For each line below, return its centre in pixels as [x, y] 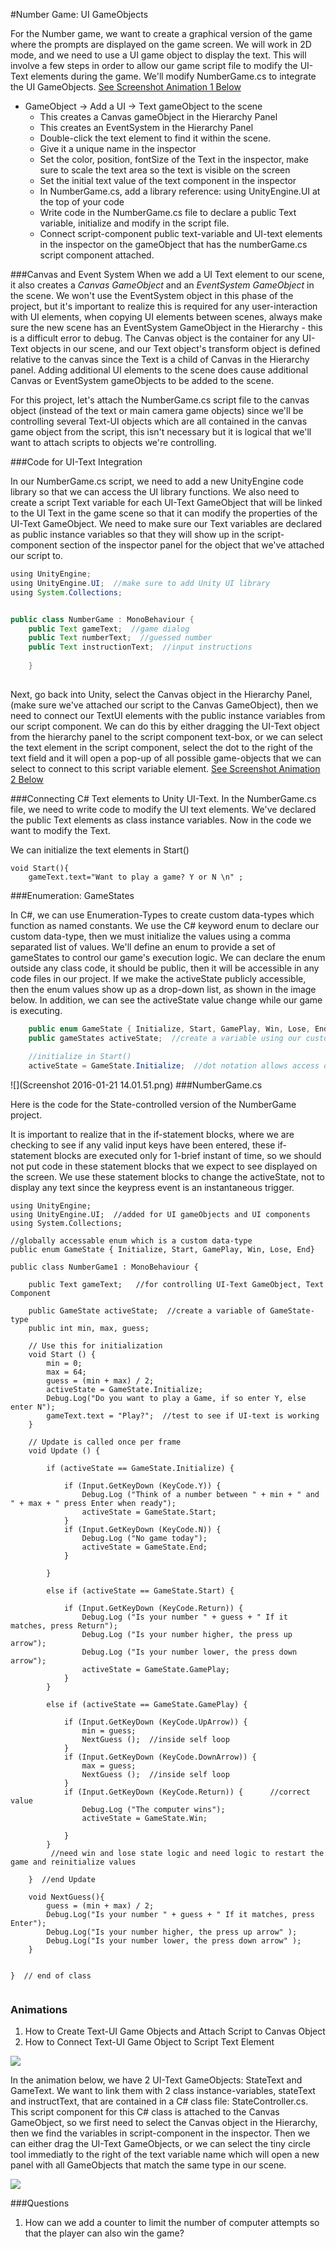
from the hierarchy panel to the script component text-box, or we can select [166, 736]
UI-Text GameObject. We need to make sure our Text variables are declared [166, 523]
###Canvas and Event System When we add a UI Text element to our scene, [167, 274]
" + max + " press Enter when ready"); [93, 1504]
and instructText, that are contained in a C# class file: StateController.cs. [159, 2101]
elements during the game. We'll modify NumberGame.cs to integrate [173, 76]
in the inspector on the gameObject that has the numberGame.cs [173, 244]
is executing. [36, 1010]
